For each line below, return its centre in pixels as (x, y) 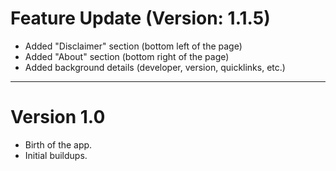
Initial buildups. (56, 155)
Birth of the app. (58, 144)
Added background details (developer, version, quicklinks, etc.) (155, 67)
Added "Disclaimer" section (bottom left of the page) (133, 46)
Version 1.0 (58, 117)
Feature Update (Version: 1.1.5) (140, 18)
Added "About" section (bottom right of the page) (127, 56)
